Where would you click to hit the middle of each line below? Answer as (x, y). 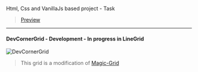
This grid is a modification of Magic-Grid (70, 63)
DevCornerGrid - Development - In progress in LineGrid (75, 39)
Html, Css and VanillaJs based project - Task (60, 8)
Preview (30, 20)
